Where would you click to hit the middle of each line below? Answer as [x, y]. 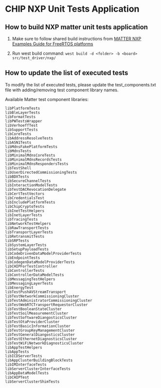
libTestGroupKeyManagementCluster [40, 330]
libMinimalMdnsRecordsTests [34, 160]
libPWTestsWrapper [24, 121]
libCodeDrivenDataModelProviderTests [43, 253]
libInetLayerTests [24, 215]
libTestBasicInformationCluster [38, 326]
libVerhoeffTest [21, 125]
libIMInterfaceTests [26, 365]
